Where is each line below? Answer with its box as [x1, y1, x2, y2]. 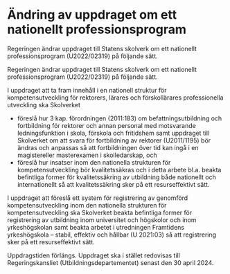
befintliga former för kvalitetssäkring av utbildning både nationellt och [17, 173, 216, 181]
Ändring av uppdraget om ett [7, 7, 177, 23]
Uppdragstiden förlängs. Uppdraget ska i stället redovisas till [7, 251, 180, 259]
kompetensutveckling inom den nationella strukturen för [7, 201, 167, 209]
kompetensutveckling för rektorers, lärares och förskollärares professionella [7, 93, 224, 102]
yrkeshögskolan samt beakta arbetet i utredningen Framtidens [7, 223, 185, 231]
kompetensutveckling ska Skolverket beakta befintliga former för [7, 208, 193, 217]
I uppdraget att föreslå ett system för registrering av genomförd [7, 194, 188, 202]
